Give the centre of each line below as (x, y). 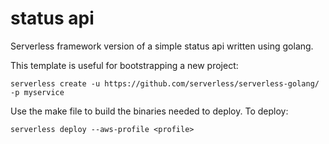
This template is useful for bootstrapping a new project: (124, 65)
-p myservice (37, 92)
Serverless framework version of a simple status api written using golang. (162, 46)
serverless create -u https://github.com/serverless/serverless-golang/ (165, 83)
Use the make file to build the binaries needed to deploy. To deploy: (149, 111)
